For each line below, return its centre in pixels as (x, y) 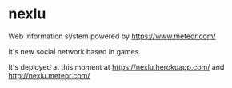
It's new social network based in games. (75, 51)
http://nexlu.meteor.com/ (49, 75)
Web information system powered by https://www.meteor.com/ (112, 36)
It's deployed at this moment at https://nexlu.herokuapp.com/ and (116, 67)
